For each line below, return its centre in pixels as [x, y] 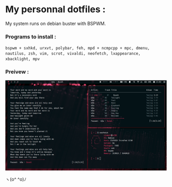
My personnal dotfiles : [56, 9]
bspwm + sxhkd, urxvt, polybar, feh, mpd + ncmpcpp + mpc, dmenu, [78, 48]
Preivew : [17, 72]
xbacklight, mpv [23, 59]
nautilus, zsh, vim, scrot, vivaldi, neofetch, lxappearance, [73, 54]
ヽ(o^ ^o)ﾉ [16, 179]
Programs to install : [31, 37]
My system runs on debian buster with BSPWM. [56, 23]
